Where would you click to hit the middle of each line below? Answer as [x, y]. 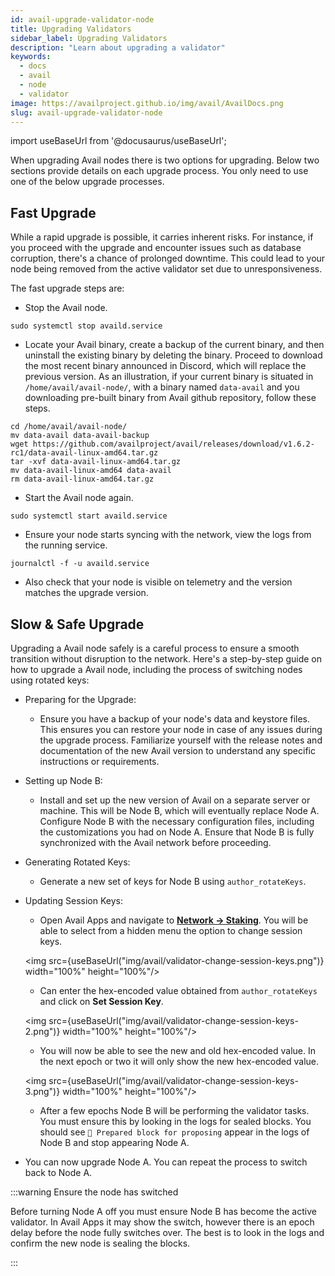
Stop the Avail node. [66, 308]
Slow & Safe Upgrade [77, 624]
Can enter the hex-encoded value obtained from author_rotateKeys [178, 990]
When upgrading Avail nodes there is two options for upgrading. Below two [165, 160]
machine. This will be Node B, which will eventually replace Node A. [179, 810]
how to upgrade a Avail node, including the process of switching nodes [156, 669]
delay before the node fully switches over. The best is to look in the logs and [167, 1232]
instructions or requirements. [99, 761]
